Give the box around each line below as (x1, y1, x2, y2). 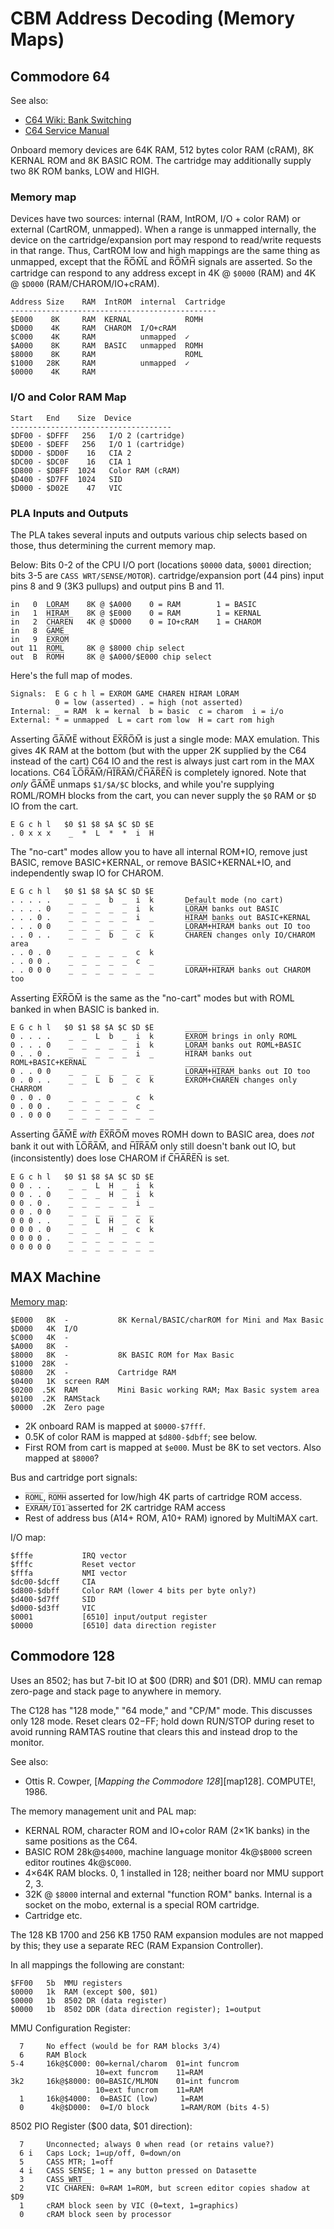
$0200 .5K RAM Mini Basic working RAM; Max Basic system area (10, 1385, 320, 1395)
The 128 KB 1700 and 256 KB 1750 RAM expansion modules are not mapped (10, 1928, 324, 1941)
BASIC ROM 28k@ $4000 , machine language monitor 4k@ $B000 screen (24, 1845, 313, 1857)
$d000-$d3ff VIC (10, 1603, 97, 1613)
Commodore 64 (10, 68, 111, 85)
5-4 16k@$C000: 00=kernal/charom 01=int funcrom (10, 2058, 240, 2069)
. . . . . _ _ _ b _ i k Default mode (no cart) (10, 895, 284, 905)
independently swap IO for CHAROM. (10, 867, 164, 879)
